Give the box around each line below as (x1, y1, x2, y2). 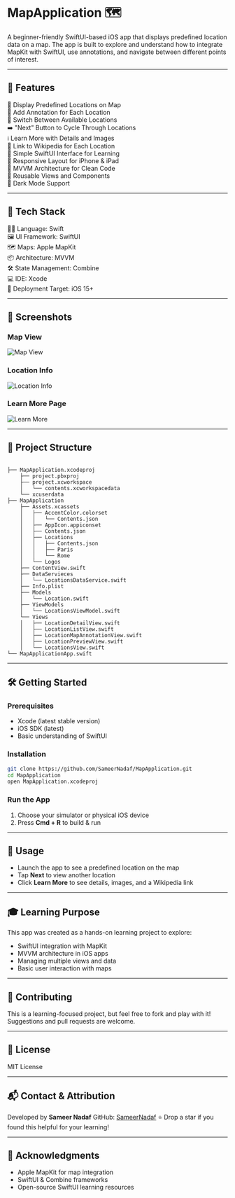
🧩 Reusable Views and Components (7, 172, 111, 180)
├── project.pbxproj (20, 473, 80, 480)
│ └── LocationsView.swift (20, 644, 105, 651)
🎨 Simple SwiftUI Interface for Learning (7, 149, 120, 158)
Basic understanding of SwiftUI (17, 732, 107, 740)
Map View (7, 332, 43, 342)
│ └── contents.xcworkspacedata (20, 485, 120, 492)
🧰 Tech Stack (7, 206, 66, 218)
